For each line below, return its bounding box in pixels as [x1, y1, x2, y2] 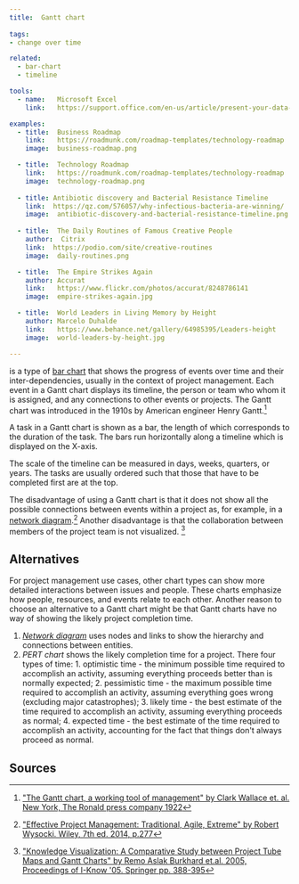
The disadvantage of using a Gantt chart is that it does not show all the [9, 495, 269, 505]
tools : [9, 86, 34, 95]
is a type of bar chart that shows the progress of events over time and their [9, 365, 285, 376]
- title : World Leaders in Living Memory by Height [17, 308, 217, 317]
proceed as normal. [21, 734, 94, 745]
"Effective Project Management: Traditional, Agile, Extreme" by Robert [21, 819, 279, 830]
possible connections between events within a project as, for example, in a [9, 504, 283, 515]
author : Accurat [25, 275, 86, 285]
